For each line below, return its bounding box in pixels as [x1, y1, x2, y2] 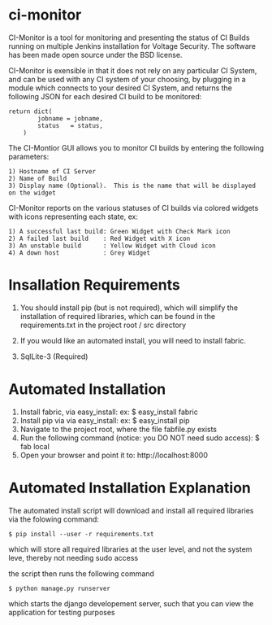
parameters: [8, 151, 50, 161]
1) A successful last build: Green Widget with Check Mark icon [8, 227, 231, 235]
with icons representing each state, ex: [8, 212, 138, 221]
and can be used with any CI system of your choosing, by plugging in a [8, 74, 246, 84]
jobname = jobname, [37, 114, 104, 123]
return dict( [8, 107, 53, 116]
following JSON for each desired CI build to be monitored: [8, 91, 202, 101]
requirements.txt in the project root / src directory [19, 320, 187, 330]
